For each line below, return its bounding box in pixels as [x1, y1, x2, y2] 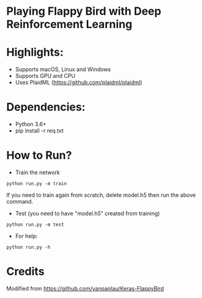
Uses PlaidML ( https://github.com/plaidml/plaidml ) [15, 78, 143, 86]
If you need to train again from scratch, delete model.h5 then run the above [6, 191, 196, 199]
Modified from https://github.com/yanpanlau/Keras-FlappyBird [6, 285, 164, 292]
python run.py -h [6, 244, 51, 250]
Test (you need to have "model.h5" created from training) [15, 210, 160, 217]
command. [6, 198, 34, 205]
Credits [6, 265, 45, 278]
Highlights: [6, 45, 64, 59]
